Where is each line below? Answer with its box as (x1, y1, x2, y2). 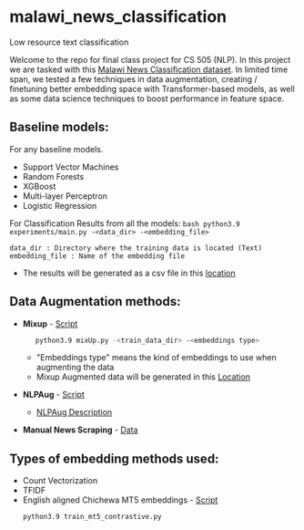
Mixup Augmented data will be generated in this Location (35, 371, 251, 382)
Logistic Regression (22, 200, 97, 211)
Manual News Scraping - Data (22, 424, 138, 435)
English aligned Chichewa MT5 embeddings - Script (22, 494, 218, 505)
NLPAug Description (35, 407, 113, 418)
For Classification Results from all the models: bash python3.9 (9, 217, 240, 229)
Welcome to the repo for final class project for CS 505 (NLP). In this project (9, 54, 291, 65)
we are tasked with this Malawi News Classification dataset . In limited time (9, 64, 289, 75)
